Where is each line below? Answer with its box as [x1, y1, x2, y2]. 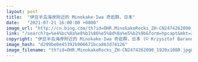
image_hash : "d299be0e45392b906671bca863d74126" [6, 42, 128, 48]
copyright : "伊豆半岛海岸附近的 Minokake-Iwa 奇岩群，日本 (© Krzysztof [6, 36, 175, 42]
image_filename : [6, 47, 46, 53]
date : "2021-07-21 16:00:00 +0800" [6, 19, 99, 25]
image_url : [6, 25, 33, 31]
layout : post [6, 8, 38, 15]
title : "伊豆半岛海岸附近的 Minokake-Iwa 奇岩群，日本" [6, 14, 136, 20]
